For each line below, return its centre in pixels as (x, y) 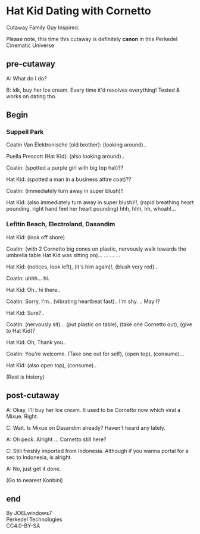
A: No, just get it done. (34, 469)
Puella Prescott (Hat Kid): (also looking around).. (65, 157)
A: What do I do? (26, 78)
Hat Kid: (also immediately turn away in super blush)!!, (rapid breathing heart (100, 202)
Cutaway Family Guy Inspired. (43, 27)
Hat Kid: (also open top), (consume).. (51, 365)
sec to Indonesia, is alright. (39, 457)
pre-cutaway (31, 64)
